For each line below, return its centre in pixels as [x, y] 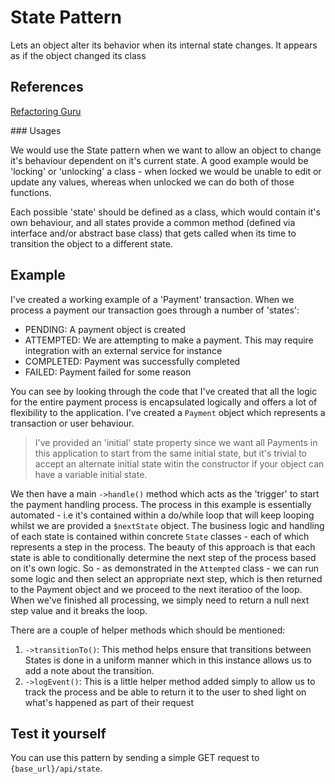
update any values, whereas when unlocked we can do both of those [152, 182]
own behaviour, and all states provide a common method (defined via [153, 222]
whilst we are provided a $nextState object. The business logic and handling [167, 525]
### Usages [36, 130]
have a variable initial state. [91, 474]
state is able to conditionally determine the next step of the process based [163, 557]
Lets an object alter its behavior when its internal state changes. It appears [164, 45]
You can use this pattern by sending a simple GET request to [135, 758]
